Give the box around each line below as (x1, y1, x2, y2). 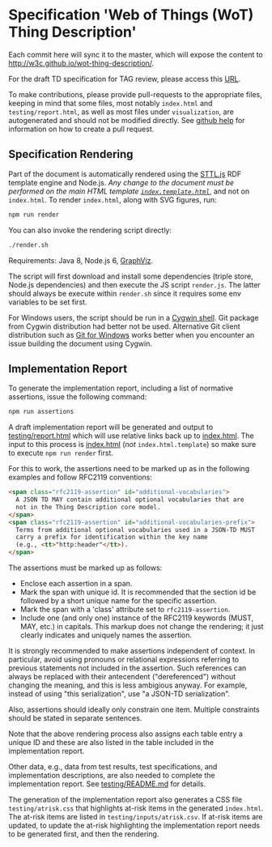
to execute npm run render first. (8, 448, 113, 458)
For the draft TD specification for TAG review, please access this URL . (8, 74, 241, 83)
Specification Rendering (8, 147, 134, 161)
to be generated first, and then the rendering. (8, 829, 159, 839)
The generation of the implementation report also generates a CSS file (8, 795, 243, 805)
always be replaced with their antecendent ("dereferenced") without (8, 672, 236, 682)
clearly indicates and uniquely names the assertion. (19, 630, 193, 641)
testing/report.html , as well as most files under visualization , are (8, 107, 235, 117)
